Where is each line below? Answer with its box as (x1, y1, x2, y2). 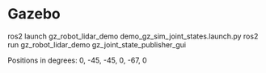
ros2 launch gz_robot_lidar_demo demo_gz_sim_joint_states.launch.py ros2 (7, 31, 259, 41)
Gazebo (7, 5, 61, 23)
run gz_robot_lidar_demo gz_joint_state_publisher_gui (7, 39, 187, 49)
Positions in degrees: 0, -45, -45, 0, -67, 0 (7, 55, 147, 65)
